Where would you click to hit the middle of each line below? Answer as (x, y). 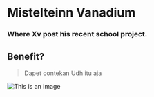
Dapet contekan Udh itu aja (63, 73)
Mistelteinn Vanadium (71, 13)
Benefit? (26, 56)
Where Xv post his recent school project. (77, 34)
